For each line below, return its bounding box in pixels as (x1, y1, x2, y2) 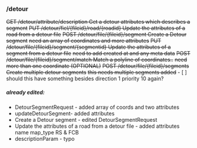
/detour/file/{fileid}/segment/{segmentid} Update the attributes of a (6, 43, 171, 51)
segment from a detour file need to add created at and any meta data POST (6, 50, 191, 57)
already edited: (6, 89, 45, 96)
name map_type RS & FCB (14, 129, 79, 136)
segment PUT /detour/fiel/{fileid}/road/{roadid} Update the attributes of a (6, 24, 186, 32)
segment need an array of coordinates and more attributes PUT (6, 37, 161, 45)
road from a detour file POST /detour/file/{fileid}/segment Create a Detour (6, 31, 187, 38)
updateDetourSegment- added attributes (14, 110, 115, 117)
